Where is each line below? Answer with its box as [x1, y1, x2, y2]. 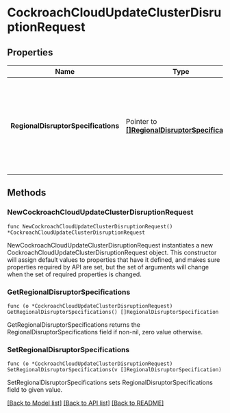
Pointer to [125, 117, 157, 126]
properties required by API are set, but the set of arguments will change [7, 263, 209, 271]
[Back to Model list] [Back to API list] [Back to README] [7, 399, 164, 408]
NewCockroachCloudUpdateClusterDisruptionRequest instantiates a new [7, 241, 214, 249]
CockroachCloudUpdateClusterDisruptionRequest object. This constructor [7, 248, 217, 256]
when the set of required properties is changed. [7, 270, 142, 278]
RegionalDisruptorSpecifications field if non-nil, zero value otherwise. [7, 328, 203, 336]
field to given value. [7, 386, 63, 394]
